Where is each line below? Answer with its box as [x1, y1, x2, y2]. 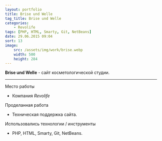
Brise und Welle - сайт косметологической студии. [5, 70, 110, 75]
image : [5, 43, 18, 48]
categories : [5, 20, 29, 26]
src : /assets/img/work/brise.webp [13, 47, 83, 52]
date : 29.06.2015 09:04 [5, 34, 53, 39]
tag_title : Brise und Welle [5, 16, 62, 21]
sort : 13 [5, 39, 23, 43]
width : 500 [13, 52, 36, 57]
